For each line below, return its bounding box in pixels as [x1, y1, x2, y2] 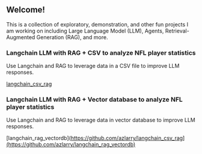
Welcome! [6, 5, 45, 15]
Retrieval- [165, 27, 189, 34]
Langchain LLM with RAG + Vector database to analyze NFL [6, 96, 183, 104]
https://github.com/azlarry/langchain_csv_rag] [70, 135, 185, 142]
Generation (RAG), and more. [36, 33, 108, 41]
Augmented [6, 33, 35, 41]
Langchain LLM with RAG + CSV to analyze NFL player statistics [6, 48, 196, 57]
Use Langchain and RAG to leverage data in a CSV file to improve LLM [6, 63, 180, 70]
